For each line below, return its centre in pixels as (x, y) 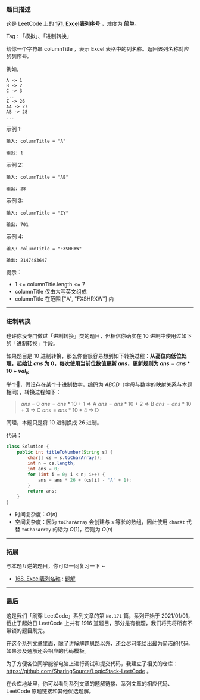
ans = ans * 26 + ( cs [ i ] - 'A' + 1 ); (85, 480)
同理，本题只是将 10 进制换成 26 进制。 (54, 423)
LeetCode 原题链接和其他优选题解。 (50, 691)
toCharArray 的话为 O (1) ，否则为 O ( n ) (67, 530)
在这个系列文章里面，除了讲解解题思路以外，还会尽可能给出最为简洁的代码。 (100, 643)
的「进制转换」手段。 (32, 343)
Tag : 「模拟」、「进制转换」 (39, 36)
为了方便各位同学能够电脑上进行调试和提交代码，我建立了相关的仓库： (92, 663)
